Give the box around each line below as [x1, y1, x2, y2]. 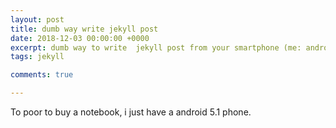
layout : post [10, 14, 65, 25]
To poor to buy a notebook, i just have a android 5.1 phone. [10, 106, 252, 118]
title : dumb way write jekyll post [10, 24, 159, 34]
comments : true [10, 70, 74, 80]
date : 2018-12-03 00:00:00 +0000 [10, 33, 150, 43]
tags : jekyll [10, 52, 65, 62]
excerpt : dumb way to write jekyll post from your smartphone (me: [10, 42, 302, 53]
